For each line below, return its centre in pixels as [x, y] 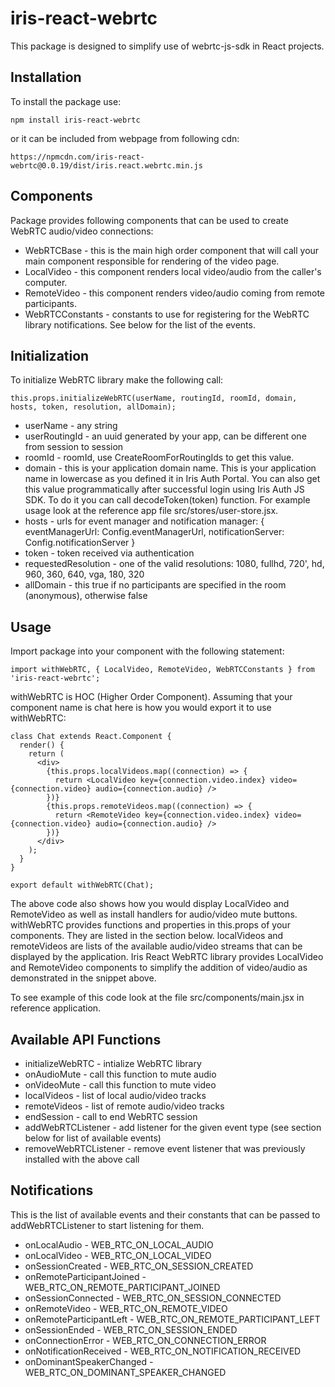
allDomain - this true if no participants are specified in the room [155, 585]
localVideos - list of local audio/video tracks [115, 1095]
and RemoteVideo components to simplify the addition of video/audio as [159, 968]
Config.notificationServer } [80, 543]
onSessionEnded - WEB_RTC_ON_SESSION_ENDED [131, 1329]
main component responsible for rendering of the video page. [152, 261]
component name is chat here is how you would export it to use [141, 708]
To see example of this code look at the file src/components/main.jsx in [157, 998]
